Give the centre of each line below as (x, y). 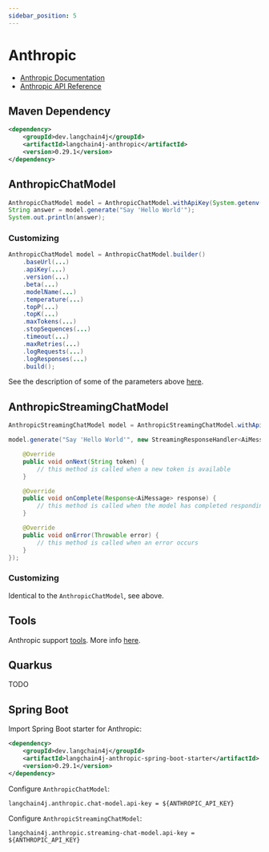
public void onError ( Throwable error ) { (91, 535)
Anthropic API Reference (60, 86)
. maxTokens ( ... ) (50, 322)
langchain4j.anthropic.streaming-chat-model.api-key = (102, 833)
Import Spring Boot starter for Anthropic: (75, 729)
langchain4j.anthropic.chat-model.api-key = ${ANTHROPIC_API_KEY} (121, 803)
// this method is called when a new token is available (134, 469)
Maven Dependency (60, 111)
